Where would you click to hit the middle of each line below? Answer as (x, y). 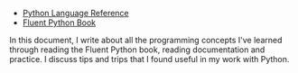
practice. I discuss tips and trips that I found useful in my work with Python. (149, 59)
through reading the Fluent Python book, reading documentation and (137, 50)
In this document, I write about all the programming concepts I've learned (146, 40)
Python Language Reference (75, 13)
